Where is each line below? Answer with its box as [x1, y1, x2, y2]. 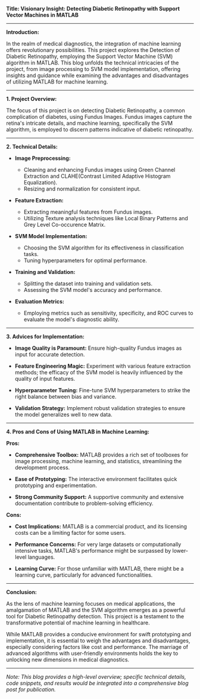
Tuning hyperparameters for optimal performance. [23, 257, 148, 264]
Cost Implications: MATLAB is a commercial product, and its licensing [14, 523, 187, 530]
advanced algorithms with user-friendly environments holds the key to [6, 650, 179, 657]
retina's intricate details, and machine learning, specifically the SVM [6, 119, 173, 127]
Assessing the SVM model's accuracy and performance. [23, 287, 162, 293]
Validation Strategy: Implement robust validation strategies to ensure [14, 405, 186, 411]
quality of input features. [14, 375, 76, 382]
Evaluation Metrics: [14, 298, 64, 305]
